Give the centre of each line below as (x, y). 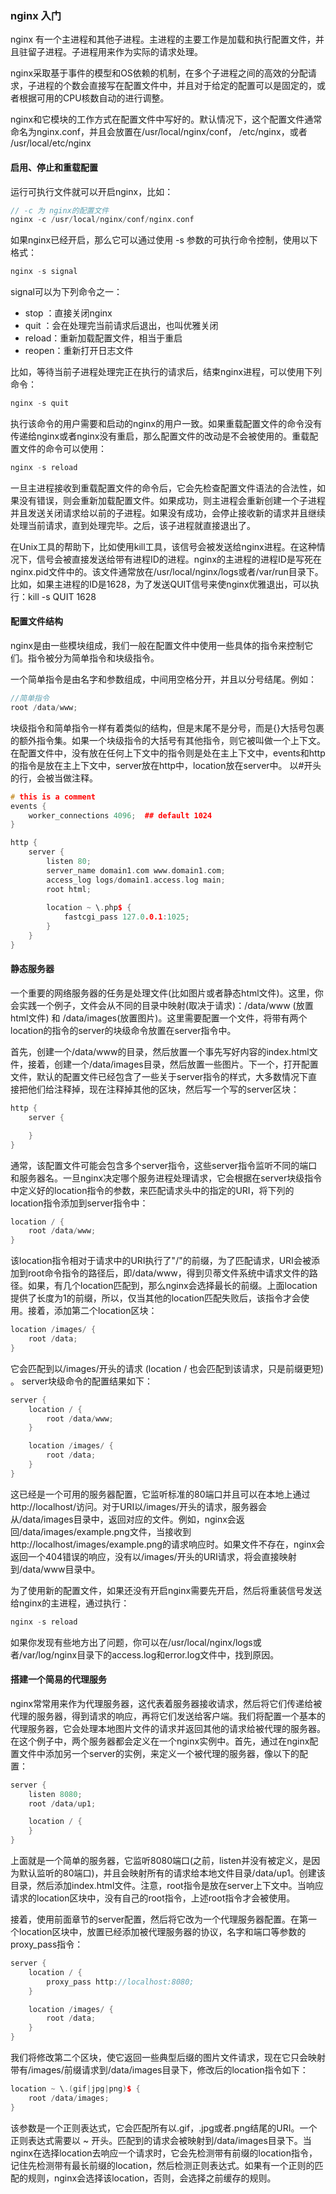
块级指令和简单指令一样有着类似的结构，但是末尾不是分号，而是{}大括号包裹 (167, 728)
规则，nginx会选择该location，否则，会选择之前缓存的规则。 (152, 2178)
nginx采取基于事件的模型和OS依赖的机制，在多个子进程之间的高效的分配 (159, 73)
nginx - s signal (44, 272)
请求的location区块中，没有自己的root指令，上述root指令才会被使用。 (153, 1898)
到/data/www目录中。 (55, 1569)
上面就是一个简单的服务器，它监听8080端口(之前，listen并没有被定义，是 (161, 1861)
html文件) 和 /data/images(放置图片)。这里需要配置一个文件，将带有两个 (159, 1018)
